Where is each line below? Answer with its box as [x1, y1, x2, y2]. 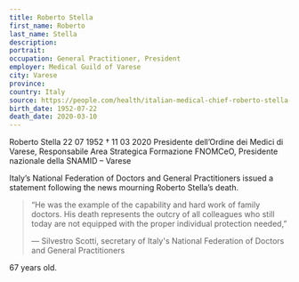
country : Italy [9, 87, 66, 96]
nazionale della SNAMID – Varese [9, 156, 132, 166]
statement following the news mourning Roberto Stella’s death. [9, 182, 238, 193]
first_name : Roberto [9, 21, 86, 30]
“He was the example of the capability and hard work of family [30, 199, 261, 210]
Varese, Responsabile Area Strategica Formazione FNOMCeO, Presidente [9, 146, 279, 157]
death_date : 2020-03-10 [9, 112, 98, 121]
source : [9, 95, 38, 105]
